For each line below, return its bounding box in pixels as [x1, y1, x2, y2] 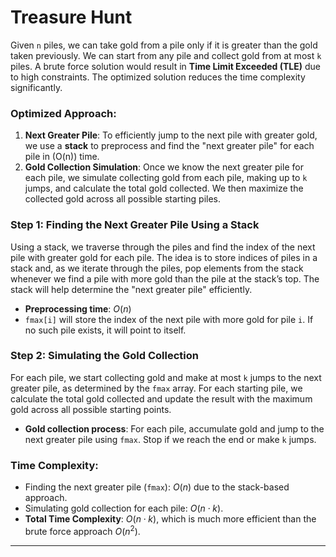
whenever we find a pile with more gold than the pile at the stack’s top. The [10, 272, 320, 285]
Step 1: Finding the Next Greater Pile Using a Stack [10, 218, 260, 232]
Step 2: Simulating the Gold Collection [10, 349, 199, 363]
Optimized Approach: [10, 106, 117, 120]
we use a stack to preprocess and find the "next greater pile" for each [24, 140, 315, 152]
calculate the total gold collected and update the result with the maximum [10, 392, 313, 405]
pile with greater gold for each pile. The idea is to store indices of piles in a [10, 251, 318, 263]
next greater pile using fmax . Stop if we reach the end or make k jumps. [24, 433, 317, 445]
